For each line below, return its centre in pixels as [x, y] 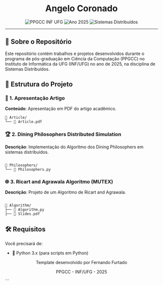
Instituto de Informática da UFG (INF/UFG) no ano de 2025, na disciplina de [80, 64]
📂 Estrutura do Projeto [39, 84]
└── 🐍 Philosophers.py [28, 169]
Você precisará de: [24, 243]
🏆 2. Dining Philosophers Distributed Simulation [63, 134]
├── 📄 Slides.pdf [23, 214]
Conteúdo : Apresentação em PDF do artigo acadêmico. [61, 109]
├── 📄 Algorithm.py [25, 210]
